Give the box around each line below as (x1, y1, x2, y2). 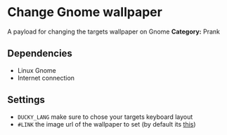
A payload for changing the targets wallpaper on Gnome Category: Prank (7, 27, 220, 36)
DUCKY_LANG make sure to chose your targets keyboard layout (17, 113, 193, 121)
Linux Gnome (17, 66, 56, 74)
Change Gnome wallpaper (7, 4, 163, 20)
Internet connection (17, 73, 75, 82)
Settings (7, 94, 46, 106)
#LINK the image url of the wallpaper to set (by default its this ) (17, 120, 196, 128)
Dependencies (7, 48, 72, 59)
